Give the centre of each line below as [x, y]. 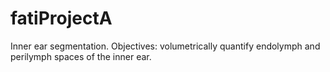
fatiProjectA [61, 18]
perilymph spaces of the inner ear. [81, 56]
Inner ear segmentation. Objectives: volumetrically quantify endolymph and [165, 46]
